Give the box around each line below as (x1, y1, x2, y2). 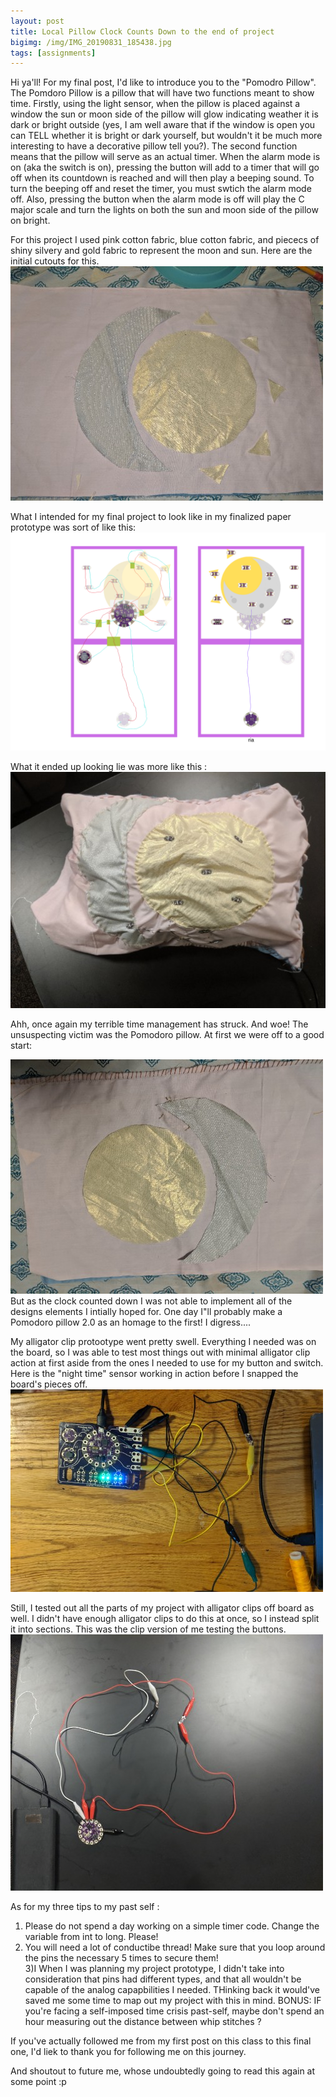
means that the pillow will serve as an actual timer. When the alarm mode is (10, 151, 321, 163)
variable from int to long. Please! (24, 1930, 159, 1942)
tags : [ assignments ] (10, 48, 97, 58)
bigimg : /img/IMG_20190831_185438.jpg (10, 37, 172, 47)
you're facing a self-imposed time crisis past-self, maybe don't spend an (24, 2005, 325, 2017)
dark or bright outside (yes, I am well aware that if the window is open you (10, 119, 316, 131)
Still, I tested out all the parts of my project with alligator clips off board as (10, 1601, 315, 1614)
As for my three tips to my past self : (10, 1900, 160, 1912)
